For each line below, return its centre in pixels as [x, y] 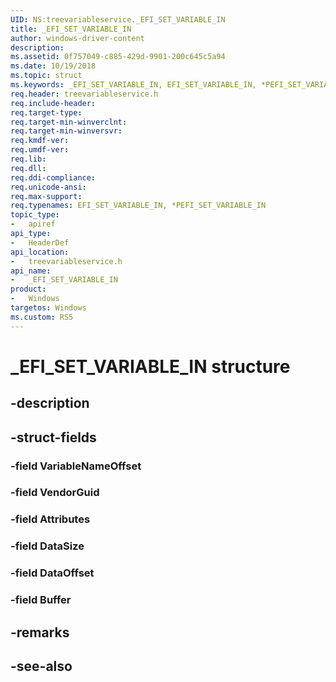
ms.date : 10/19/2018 [53, 66]
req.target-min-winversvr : [66, 131]
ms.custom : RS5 [42, 317]
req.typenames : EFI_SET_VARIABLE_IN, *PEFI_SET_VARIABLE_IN [138, 206]
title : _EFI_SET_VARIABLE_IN [71, 29]
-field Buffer [41, 600]
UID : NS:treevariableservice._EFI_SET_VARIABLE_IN [118, 19]
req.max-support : [46, 196]
